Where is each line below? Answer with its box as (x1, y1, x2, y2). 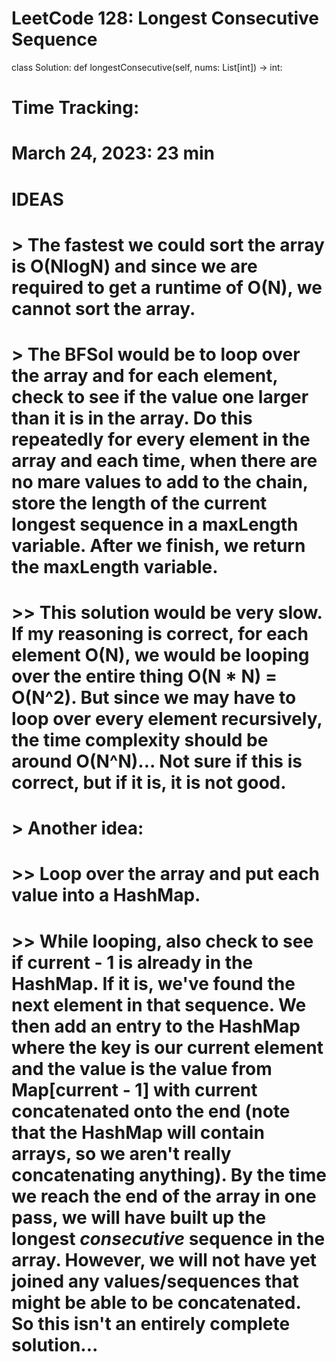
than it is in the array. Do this (11, 407, 253, 429)
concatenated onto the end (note (11, 1100, 291, 1122)
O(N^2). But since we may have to (11, 687, 297, 709)
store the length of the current (11, 492, 268, 514)
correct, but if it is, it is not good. (11, 772, 287, 794)
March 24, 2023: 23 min (11, 142, 216, 165)
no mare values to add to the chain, (11, 470, 309, 493)
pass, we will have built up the (11, 1206, 267, 1229)
